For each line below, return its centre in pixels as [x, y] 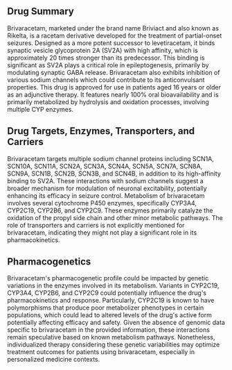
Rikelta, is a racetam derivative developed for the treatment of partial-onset [115, 35]
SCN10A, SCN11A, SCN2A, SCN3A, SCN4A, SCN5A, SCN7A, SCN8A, [105, 166]
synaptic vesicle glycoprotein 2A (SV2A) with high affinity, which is [103, 50]
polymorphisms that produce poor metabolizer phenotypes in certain [106, 308]
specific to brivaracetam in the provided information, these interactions [108, 330]
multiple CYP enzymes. [41, 109]
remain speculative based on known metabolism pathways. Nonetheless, [111, 337]
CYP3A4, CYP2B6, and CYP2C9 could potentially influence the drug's [107, 293]
